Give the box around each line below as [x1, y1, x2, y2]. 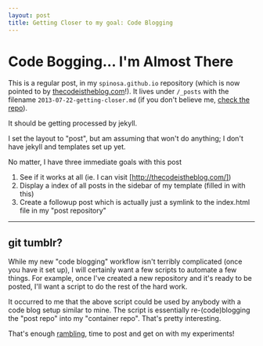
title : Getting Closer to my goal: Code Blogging [8, 19, 174, 27]
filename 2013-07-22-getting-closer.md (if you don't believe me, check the [8, 95, 250, 104]
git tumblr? [8, 236, 63, 249]
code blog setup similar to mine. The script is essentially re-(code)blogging [8, 305, 250, 315]
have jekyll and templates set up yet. [8, 142, 127, 151]
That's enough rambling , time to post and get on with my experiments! [8, 329, 235, 338]
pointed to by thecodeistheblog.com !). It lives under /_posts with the [8, 87, 229, 97]
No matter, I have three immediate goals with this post [8, 158, 182, 167]
